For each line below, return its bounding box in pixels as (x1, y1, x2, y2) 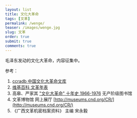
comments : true (5, 43, 36, 48)
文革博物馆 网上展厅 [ (12, 96, 55, 102)
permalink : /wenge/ (5, 20, 45, 26)
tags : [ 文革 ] (5, 16, 30, 21)
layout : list (5, 7, 32, 12)
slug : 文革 (5, 30, 26, 35)
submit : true (5, 39, 32, 44)
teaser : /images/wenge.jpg (5, 25, 60, 30)
